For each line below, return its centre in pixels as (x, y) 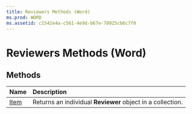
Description (50, 92)
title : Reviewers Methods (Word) (48, 12)
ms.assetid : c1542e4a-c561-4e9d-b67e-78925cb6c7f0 (71, 23)
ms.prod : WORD (24, 17)
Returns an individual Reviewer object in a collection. (107, 102)
